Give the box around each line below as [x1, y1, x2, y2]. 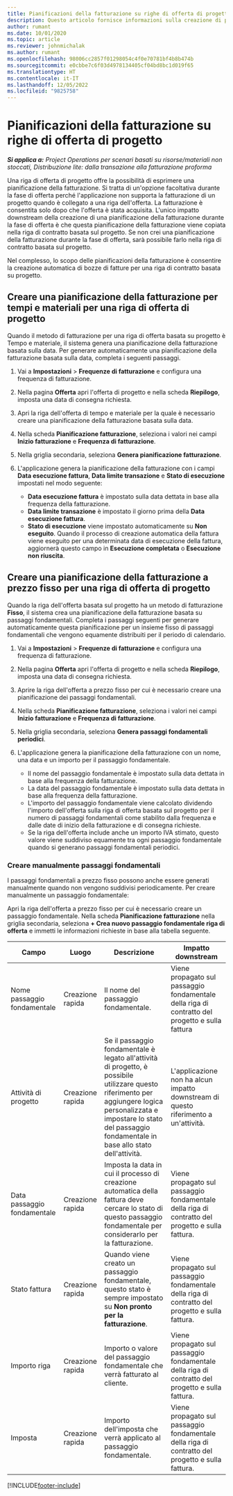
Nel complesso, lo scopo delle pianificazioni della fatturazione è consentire [7, 257, 222, 265]
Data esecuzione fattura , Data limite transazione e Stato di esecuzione [17, 471, 225, 480]
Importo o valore [103, 1343, 158, 1353]
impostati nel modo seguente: [17, 478, 103, 487]
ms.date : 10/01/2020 [7, 29, 67, 37]
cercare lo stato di [103, 1203, 163, 1213]
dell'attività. [103, 1148, 142, 1158]
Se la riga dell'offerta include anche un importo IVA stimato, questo [27, 828, 219, 837]
